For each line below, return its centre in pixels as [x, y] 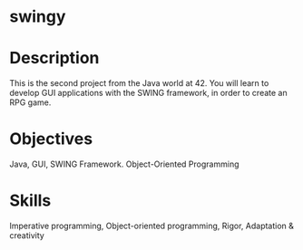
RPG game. [30, 102]
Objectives [51, 139]
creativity [27, 236]
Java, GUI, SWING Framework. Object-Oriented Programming [124, 164]
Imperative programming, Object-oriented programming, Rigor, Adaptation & [152, 226]
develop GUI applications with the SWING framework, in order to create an [148, 93]
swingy [38, 17]
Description [54, 58]
